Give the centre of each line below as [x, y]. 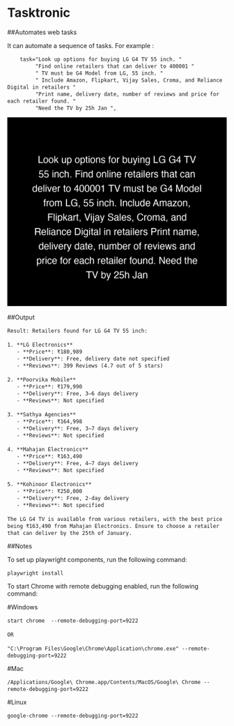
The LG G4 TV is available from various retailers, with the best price [115, 520]
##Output [21, 317]
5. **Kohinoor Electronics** [49, 485]
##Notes [20, 546]
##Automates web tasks [42, 32]
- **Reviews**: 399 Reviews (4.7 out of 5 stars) [90, 366]
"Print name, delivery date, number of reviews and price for [127, 94]
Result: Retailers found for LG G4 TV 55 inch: [78, 331]
